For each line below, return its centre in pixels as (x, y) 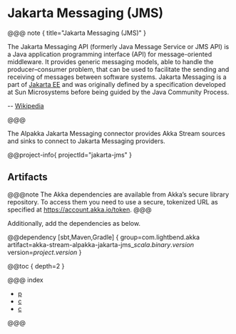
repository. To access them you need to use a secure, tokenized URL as (113, 202)
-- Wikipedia (26, 105)
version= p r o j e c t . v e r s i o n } (45, 252)
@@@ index (26, 280)
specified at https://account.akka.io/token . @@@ (79, 209)
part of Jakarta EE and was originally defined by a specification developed (117, 84)
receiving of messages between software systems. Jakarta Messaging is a (117, 77)
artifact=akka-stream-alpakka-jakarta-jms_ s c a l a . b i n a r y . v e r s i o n (101, 244)
